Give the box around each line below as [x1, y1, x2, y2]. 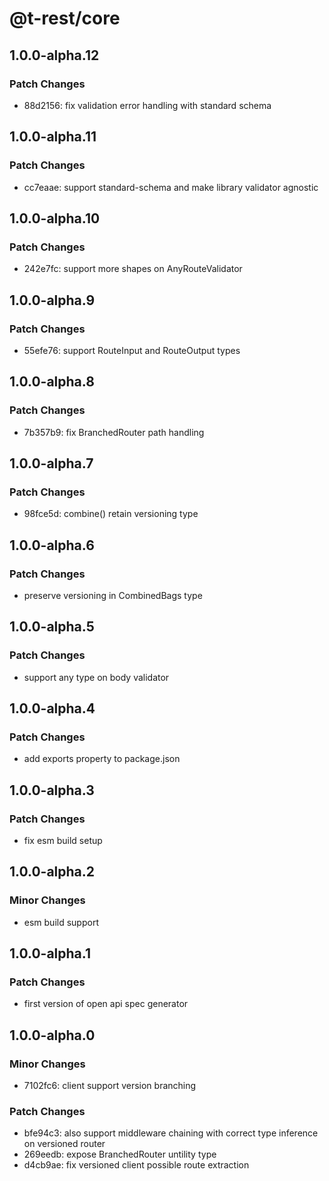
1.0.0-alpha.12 [9, 47, 100, 64]
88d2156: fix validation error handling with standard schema [23, 99, 272, 111]
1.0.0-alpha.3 [9, 782, 95, 799]
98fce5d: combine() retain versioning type [23, 508, 199, 520]
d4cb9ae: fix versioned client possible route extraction [23, 1159, 250, 1171]
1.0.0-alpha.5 [9, 618, 95, 636]
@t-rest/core [9, 7, 121, 30]
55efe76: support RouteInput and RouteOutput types [23, 344, 241, 356]
